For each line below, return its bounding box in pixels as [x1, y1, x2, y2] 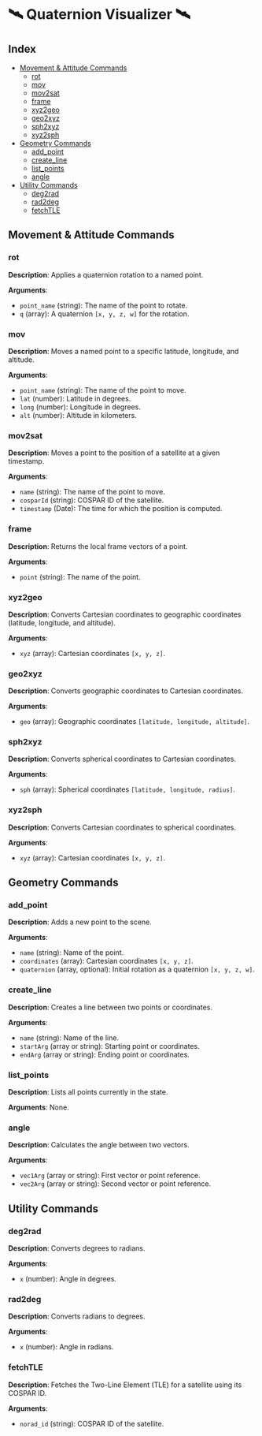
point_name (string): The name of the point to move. [19, 385, 186, 394]
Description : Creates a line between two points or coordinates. [8, 1002, 212, 1012]
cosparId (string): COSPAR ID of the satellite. [19, 495, 164, 505]
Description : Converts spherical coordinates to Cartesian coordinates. [8, 754, 236, 764]
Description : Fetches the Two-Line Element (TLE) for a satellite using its [8, 1380, 242, 1389]
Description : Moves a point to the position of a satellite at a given [8, 448, 220, 457]
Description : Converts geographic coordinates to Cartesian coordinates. [8, 686, 244, 696]
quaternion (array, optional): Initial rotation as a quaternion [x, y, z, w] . [19, 964, 255, 974]
